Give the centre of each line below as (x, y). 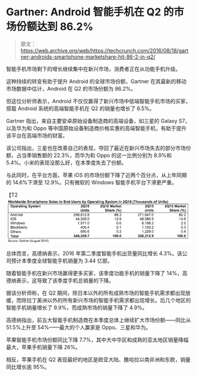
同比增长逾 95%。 (28, 367)
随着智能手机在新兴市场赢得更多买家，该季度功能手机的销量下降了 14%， (94, 273)
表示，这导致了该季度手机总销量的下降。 (65, 280)
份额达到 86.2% (55, 27)
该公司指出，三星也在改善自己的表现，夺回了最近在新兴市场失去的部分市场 (96, 148)
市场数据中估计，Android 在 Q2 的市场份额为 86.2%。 (71, 88)
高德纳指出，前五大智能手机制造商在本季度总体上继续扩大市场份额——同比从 (98, 320)
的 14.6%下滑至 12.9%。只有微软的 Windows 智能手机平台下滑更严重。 (91, 182)
